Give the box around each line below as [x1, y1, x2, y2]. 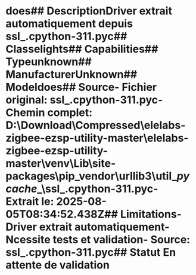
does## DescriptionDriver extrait [5, 4, 172, 18]
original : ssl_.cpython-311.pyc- [5, 93, 163, 107]
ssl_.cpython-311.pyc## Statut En [5, 246, 176, 259]
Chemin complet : [5, 106, 93, 120]
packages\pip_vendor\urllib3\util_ [5, 169, 177, 183]
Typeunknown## [5, 55, 92, 69]
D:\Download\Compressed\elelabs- [5, 118, 186, 132]
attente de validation [5, 258, 110, 272]
